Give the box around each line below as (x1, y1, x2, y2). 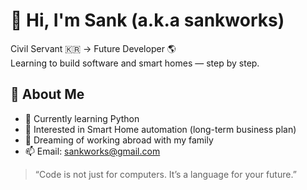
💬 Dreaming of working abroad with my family (24, 134, 214, 146)
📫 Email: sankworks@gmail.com (24, 145, 161, 157)
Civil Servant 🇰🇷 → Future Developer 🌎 (10, 42, 177, 54)
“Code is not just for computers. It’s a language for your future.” (34, 168, 297, 180)
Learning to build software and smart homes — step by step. (10, 57, 260, 69)
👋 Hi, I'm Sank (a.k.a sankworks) (10, 9, 285, 32)
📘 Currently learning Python (24, 112, 140, 124)
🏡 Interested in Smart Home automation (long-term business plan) (24, 123, 297, 135)
